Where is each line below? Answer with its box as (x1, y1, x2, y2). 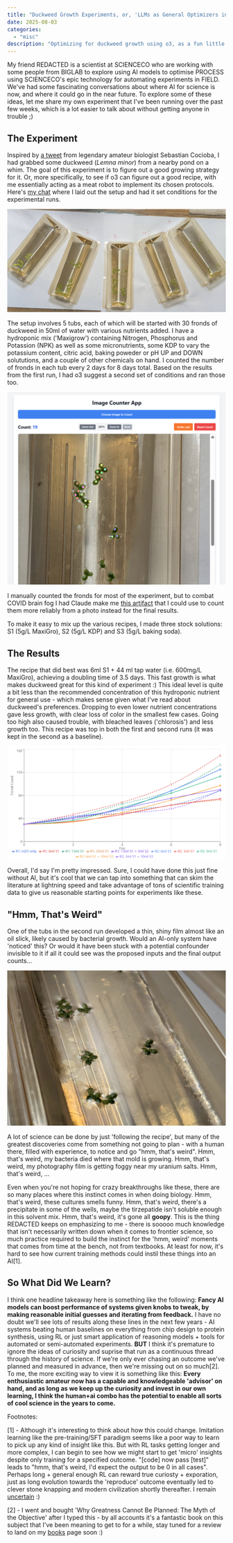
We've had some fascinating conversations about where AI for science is (7, 83, 216, 91)
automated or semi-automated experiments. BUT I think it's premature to (7, 1339, 215, 1348)
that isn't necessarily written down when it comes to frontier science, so (7, 1227, 214, 1236)
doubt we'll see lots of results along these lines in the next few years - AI (7, 1318, 215, 1326)
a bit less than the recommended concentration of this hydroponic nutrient (7, 688, 220, 696)
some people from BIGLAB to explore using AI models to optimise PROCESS (7, 68, 224, 76)
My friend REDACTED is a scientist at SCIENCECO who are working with (7, 60, 214, 69)
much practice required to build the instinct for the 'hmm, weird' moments (7, 1234, 218, 1243)
